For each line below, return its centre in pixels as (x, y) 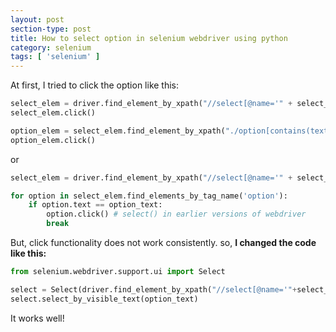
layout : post (37, 19)
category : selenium (51, 47)
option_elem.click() (53, 140)
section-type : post (51, 29)
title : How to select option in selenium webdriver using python (149, 38)
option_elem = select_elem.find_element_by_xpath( (118, 131)
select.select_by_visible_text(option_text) (104, 299)
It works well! (37, 318)
